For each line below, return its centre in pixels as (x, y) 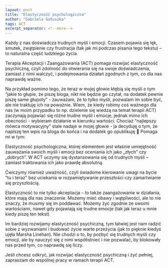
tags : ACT (16, 24)
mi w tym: (16, 137)
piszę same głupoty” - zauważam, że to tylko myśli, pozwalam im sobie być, (84, 100)
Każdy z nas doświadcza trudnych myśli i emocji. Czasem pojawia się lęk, (81, 43)
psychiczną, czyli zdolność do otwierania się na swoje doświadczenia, (78, 69)
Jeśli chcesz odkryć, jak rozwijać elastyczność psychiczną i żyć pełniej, (79, 255)
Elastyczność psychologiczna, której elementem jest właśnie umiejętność (81, 147)
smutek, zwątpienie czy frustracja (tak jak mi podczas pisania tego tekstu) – (83, 48)
